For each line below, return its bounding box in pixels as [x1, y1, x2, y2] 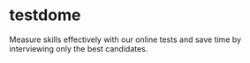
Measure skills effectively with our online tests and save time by [9, 34, 241, 45]
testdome [9, 5, 81, 25]
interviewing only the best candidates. [9, 43, 148, 53]
